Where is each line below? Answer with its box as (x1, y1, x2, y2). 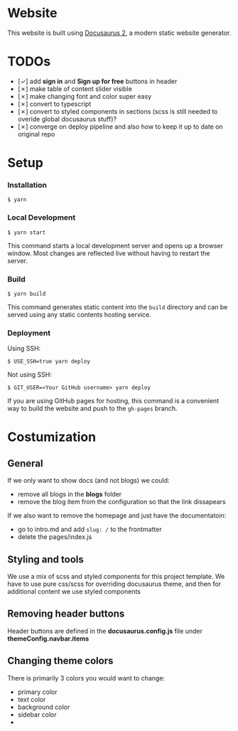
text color (17, 695, 46, 703)
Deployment (7, 328, 51, 338)
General (7, 457, 44, 469)
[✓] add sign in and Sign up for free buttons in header (17, 77, 178, 85)
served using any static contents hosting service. (7, 310, 151, 319)
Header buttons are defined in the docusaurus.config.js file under (7, 626, 202, 635)
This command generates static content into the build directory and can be (7, 302, 228, 311)
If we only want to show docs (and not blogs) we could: (7, 476, 170, 485)
